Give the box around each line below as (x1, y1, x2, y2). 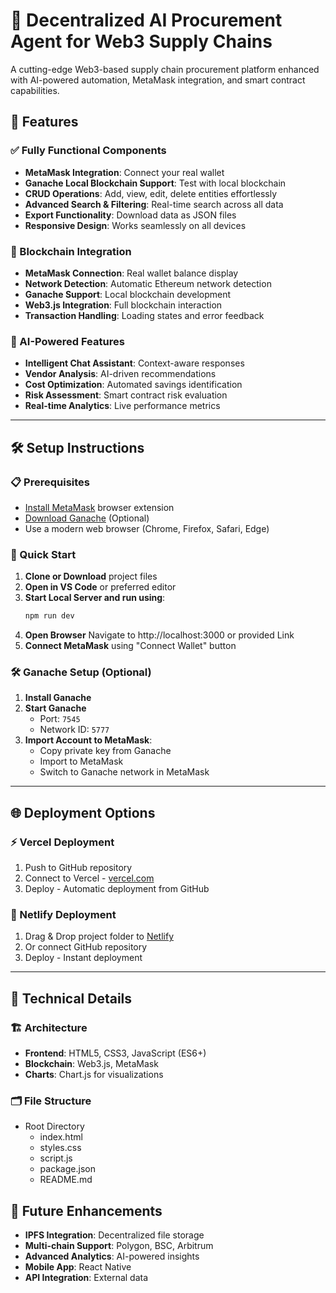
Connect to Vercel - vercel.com (24, 872, 155, 884)
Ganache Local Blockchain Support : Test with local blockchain (24, 177, 287, 189)
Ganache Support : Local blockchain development (24, 288, 232, 300)
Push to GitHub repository (24, 862, 133, 874)
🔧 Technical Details (10, 990, 133, 1007)
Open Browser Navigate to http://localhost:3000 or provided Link (24, 629, 295, 641)
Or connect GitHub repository (24, 941, 148, 953)
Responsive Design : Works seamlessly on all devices (24, 219, 247, 231)
